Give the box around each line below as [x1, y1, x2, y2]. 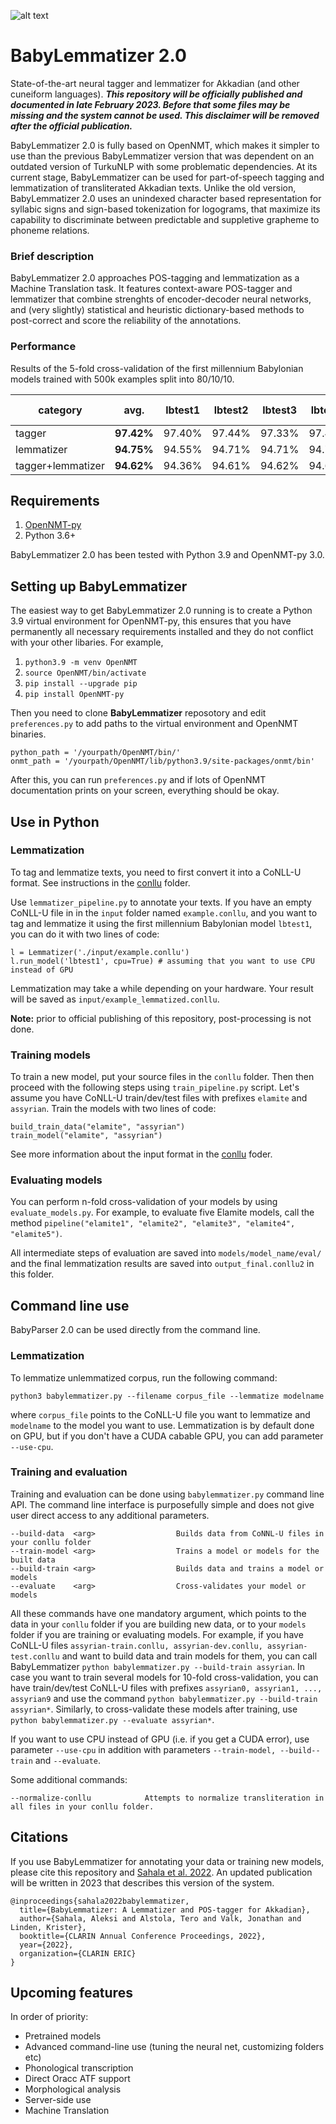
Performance [10, 340, 77, 354]
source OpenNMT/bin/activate [24, 668, 147, 679]
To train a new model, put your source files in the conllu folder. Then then [10, 1071, 315, 1083]
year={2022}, [19, 1940, 74, 1950]
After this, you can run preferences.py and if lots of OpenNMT [10, 774, 267, 786]
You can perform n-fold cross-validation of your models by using [10, 1196, 278, 1208]
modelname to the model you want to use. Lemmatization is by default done [10, 1419, 315, 1431]
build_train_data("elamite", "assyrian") [10, 1122, 186, 1132]
